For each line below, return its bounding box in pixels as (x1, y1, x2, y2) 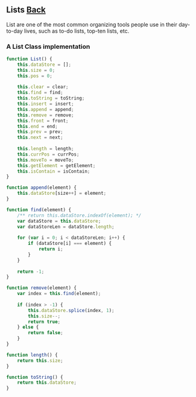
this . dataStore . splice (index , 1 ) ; (28, 307, 115, 313)
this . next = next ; (17, 135, 63, 141)
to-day (6, 27, 23, 34)
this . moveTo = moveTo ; (17, 157, 74, 163)
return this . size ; (17, 357, 63, 364)
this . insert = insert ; (17, 101, 74, 107)
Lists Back (6, 5, 46, 15)
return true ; (28, 319, 61, 325)
